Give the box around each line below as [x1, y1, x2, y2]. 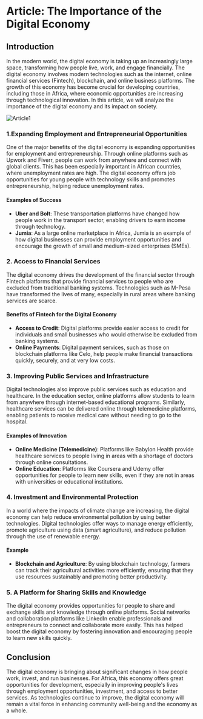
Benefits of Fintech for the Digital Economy [6, 311, 117, 318]
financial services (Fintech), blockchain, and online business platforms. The [6, 77, 195, 84]
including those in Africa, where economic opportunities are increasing [6, 90, 184, 97]
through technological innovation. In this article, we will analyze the [6, 96, 174, 103]
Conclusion [6, 652, 51, 662]
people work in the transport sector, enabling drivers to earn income [15, 216, 186, 223]
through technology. [15, 223, 66, 230]
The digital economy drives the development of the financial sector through [6, 271, 195, 278]
